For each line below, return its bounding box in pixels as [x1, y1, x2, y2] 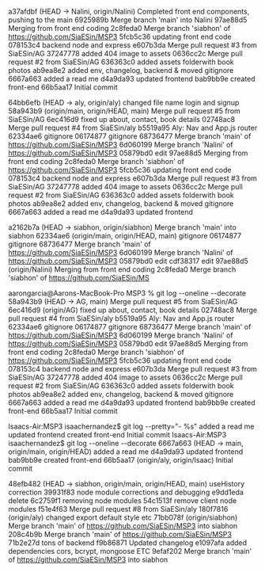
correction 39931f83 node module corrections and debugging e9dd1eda [8, 487, 244, 497]
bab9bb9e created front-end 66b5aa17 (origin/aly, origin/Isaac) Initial [8, 456, 233, 464]
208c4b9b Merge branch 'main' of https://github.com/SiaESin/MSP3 [8, 530, 232, 539]
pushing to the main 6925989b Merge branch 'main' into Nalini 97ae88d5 [8, 15, 248, 25]
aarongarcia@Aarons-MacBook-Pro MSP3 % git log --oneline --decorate [8, 288, 247, 298]
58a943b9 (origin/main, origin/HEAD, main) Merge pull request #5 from [8, 106, 241, 116]
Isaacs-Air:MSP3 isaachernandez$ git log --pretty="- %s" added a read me [8, 421, 255, 431]
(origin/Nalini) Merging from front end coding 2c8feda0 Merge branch [8, 265, 237, 274]
